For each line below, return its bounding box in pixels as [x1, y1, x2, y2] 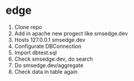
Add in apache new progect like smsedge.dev [14, 29, 128, 37]
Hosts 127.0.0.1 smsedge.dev [14, 36, 85, 43]
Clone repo [14, 23, 43, 31]
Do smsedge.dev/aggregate [14, 61, 84, 69]
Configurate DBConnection [14, 43, 82, 50]
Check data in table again [14, 68, 78, 75]
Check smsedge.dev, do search [14, 55, 94, 62]
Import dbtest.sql [14, 49, 57, 56]
